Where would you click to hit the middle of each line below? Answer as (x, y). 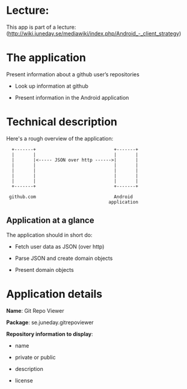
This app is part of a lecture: (41, 27)
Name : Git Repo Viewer (35, 310)
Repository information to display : (50, 334)
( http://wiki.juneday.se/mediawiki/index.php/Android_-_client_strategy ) (94, 33)
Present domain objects (44, 270)
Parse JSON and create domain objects (64, 258)
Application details (54, 294)
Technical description (62, 122)
